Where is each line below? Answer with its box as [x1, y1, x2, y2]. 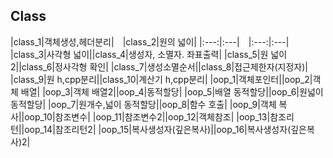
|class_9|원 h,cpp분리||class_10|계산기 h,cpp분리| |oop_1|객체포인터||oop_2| [10, 73, 313, 85]
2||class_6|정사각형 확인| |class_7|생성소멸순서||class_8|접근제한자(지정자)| [10, 60, 309, 73]
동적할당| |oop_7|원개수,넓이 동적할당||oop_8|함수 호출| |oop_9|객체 [10, 98, 277, 110]
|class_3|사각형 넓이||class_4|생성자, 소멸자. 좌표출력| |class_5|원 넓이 [10, 48, 288, 60]
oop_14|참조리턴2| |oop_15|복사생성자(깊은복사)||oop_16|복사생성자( [24, 123, 292, 135]
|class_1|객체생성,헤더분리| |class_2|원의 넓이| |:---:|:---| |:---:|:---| [10, 35, 290, 48]
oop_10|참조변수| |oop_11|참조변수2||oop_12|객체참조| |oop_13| [24, 110, 271, 123]
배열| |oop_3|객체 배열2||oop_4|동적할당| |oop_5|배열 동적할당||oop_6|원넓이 [20, 85, 324, 98]
